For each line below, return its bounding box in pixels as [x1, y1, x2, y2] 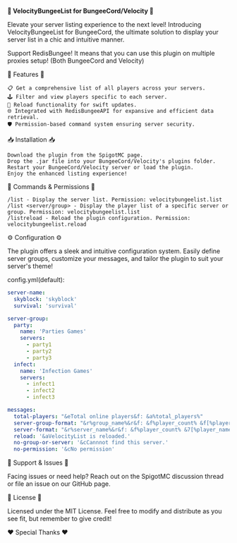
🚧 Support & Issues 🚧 [7, 458, 69, 467]
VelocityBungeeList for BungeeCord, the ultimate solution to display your [7, 28, 219, 36]
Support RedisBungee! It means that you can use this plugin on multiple [7, 49, 215, 57]
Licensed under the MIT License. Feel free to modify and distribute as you [7, 507, 222, 515]
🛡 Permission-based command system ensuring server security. [7, 121, 195, 128]
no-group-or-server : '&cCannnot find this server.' [13, 439, 169, 446]
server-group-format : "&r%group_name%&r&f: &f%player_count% [13, 420, 197, 427]
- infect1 [25, 381, 55, 388]
